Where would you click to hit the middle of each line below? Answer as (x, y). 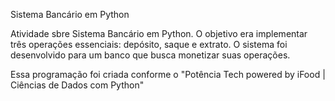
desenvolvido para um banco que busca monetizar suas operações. (150, 55)
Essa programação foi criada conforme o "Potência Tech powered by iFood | (168, 74)
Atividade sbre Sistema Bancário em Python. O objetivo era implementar (159, 33)
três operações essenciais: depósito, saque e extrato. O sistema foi (149, 44)
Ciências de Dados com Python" (77, 85)
